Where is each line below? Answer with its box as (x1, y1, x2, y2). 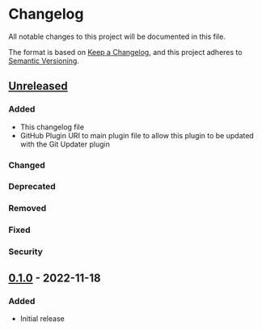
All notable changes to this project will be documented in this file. (8, 32, 226, 41)
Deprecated (8, 181, 57, 192)
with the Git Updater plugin (19, 139, 111, 149)
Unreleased (8, 79, 69, 93)
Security (8, 246, 43, 257)
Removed (8, 203, 47, 214)
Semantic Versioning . (8, 56, 79, 66)
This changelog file (19, 122, 85, 132)
